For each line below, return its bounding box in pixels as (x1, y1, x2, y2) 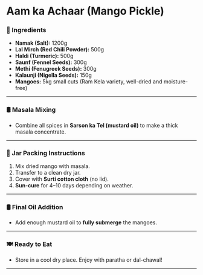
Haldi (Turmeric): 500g (14, 53, 74, 60)
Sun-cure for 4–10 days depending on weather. (14, 182, 134, 189)
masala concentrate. (14, 128, 66, 135)
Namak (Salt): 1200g (14, 39, 68, 47)
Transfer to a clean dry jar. (14, 169, 81, 176)
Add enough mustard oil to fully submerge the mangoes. (14, 219, 157, 226)
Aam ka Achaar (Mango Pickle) (6, 4, 164, 18)
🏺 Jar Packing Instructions (6, 149, 86, 157)
